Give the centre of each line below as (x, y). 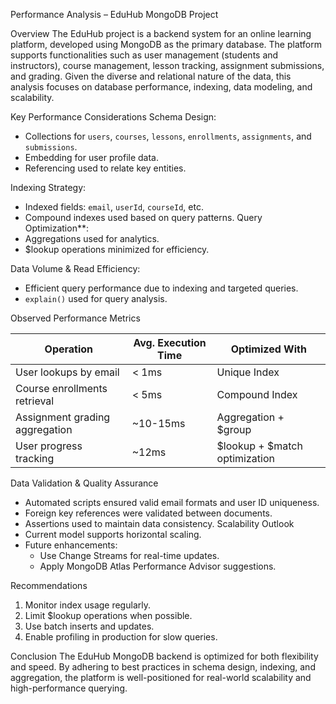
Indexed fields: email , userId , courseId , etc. (114, 207)
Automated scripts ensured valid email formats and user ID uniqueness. (172, 502)
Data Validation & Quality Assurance (84, 483)
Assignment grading (63, 417)
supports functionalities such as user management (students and (144, 55)
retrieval (35, 401)
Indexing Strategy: (48, 187)
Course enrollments (61, 388)
